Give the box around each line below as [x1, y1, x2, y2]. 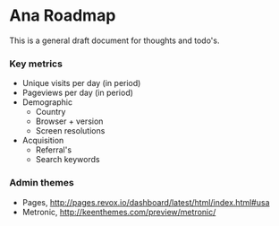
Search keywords [35, 154, 100, 165]
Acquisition [21, 135, 64, 146]
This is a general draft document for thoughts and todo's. [9, 35, 220, 46]
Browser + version [35, 116, 104, 126]
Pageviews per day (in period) [21, 87, 134, 99]
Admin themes [9, 177, 74, 189]
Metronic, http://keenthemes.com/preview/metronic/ [21, 206, 216, 217]
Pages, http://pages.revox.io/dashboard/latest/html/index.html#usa [21, 196, 270, 207]
